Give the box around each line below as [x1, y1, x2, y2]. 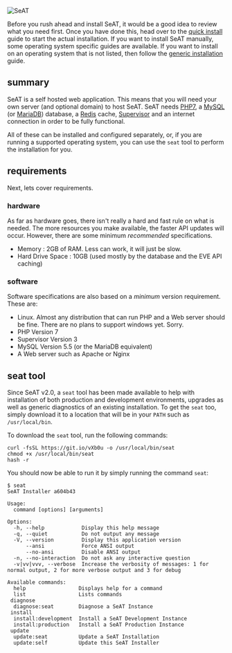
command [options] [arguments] [13, 506, 104, 513]
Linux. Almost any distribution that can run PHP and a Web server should [17, 313, 225, 322]
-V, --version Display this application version [13, 537, 181, 544]
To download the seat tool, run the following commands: [7, 431, 168, 439]
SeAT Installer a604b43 [7, 488, 76, 495]
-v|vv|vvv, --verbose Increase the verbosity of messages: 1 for [13, 561, 209, 568]
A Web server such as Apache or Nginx [17, 350, 130, 358]
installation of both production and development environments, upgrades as [7, 396, 224, 404]
